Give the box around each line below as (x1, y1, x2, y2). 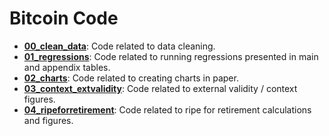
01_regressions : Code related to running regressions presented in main (23, 50, 319, 62)
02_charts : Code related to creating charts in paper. (23, 72, 239, 84)
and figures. (23, 114, 74, 126)
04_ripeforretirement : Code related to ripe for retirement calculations (23, 103, 312, 116)
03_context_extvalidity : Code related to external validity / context (23, 82, 298, 94)
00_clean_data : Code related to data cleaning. (23, 40, 216, 52)
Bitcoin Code (9, 7, 119, 30)
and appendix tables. (23, 61, 111, 73)
